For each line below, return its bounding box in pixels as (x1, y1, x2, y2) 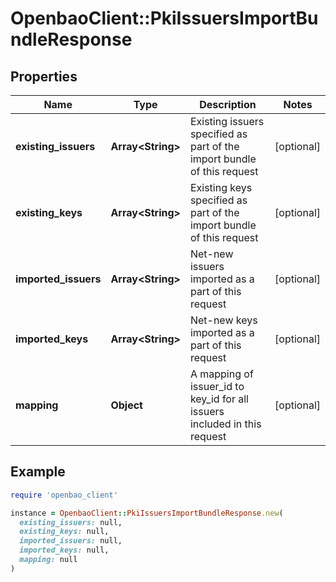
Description (199, 98, 257, 111)
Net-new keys (189, 313, 258, 327)
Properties (10, 68, 78, 85)
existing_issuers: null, (19, 517, 123, 527)
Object (110, 398, 143, 412)
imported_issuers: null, (19, 536, 123, 546)
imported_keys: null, (19, 545, 110, 556)
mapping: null (19, 555, 78, 565)
